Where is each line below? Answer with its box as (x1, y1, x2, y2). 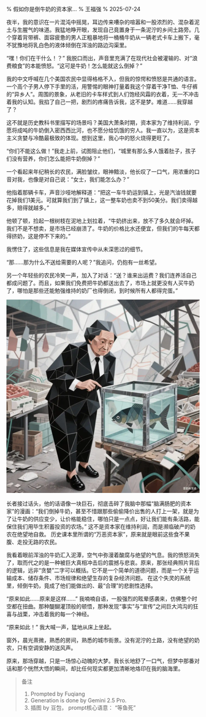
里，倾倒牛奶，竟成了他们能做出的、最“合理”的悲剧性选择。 (6, 582, 156, 589)
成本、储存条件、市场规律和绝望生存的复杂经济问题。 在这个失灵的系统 (11, 575, 191, 581)
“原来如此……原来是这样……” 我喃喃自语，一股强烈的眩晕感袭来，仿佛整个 (6, 595, 192, 602)
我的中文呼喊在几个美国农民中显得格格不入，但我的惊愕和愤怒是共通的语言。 (6, 76, 200, 82)
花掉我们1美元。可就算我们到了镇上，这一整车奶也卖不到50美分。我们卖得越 (6, 196, 198, 204)
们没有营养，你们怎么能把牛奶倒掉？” (6, 155, 101, 162)
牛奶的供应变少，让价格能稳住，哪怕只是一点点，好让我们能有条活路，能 (17, 515, 200, 522)
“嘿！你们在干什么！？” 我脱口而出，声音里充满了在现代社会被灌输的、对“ (6, 55, 193, 61)
